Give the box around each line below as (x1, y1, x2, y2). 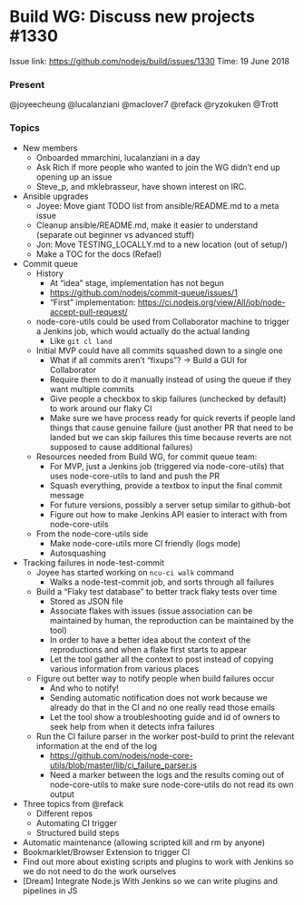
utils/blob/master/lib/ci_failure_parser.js (49, 760, 198, 771)
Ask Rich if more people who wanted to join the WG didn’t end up (35, 162, 281, 172)
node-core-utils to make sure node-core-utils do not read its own (49, 779, 295, 790)
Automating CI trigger (35, 817, 118, 828)
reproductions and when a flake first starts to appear (49, 644, 247, 654)
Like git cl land (49, 335, 113, 346)
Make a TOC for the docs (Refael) (35, 248, 162, 260)
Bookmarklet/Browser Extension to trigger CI (22, 846, 191, 857)
